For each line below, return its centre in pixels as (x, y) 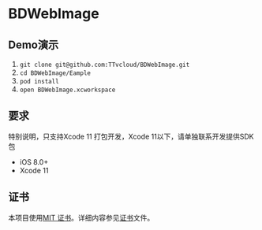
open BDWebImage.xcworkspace (67, 90)
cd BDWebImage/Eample (55, 73)
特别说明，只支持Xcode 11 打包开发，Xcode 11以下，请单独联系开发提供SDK (131, 136)
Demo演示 (34, 45)
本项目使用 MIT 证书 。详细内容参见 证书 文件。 (81, 217)
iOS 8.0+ (34, 161)
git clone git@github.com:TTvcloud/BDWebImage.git (105, 65)
